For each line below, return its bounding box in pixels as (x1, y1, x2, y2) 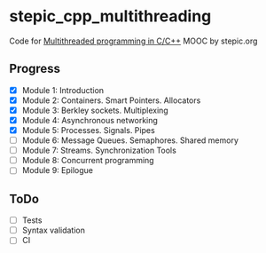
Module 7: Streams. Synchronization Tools (21, 145, 177, 156)
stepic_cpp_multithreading (9, 6, 212, 27)
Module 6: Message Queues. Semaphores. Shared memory (21, 135, 239, 146)
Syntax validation (21, 225, 86, 236)
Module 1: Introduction (21, 84, 105, 95)
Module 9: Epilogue (21, 165, 94, 176)
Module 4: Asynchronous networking (21, 115, 158, 125)
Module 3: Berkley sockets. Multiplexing (21, 105, 168, 115)
